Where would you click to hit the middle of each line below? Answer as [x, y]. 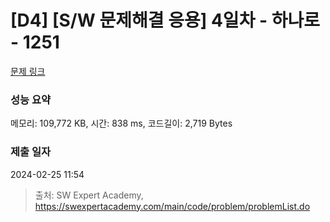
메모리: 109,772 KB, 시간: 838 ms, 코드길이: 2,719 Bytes [121, 123]
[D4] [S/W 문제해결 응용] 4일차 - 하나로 [165, 20]
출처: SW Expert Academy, [89, 195]
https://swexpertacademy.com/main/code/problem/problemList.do [172, 206]
